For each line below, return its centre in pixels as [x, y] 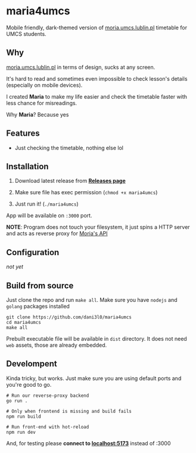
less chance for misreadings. [42, 103]
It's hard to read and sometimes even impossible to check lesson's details [97, 78]
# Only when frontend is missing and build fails [69, 411]
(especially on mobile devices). [44, 85]
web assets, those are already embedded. [57, 345]
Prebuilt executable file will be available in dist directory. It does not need [97, 339]
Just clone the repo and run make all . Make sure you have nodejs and [92, 300]
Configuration [33, 252]
